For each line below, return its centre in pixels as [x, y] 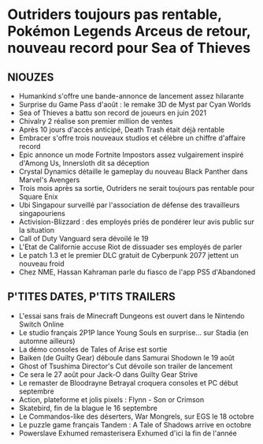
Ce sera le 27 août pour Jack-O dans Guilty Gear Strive [108, 374]
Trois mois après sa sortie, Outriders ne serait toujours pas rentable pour [137, 188]
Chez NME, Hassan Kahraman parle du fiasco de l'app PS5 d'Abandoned [137, 272]
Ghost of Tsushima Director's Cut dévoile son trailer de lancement [126, 366]
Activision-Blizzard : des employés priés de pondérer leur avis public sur [137, 222]
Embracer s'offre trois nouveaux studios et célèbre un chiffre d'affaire [132, 138]
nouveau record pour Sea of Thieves [129, 48]
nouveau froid [41, 263]
